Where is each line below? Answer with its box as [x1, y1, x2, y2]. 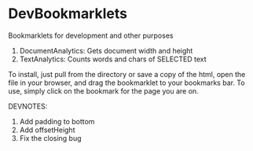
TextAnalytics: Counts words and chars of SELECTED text [19, 54, 207, 64]
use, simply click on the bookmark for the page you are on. [8, 86, 199, 95]
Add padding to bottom [19, 116, 95, 126]
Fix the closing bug [19, 133, 82, 142]
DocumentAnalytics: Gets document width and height [19, 46, 193, 55]
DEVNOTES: [8, 101, 48, 111]
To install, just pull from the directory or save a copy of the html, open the [8, 69, 246, 79]
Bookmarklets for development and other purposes [8, 31, 174, 40]
